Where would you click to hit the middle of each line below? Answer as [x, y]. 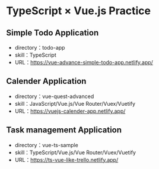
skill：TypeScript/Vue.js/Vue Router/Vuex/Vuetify [75, 152]
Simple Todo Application [53, 33]
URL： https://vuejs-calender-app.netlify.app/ [70, 111]
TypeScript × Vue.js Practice [79, 11]
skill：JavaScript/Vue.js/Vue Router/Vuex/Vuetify [75, 103]
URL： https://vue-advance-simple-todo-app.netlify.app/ [84, 62]
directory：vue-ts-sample [46, 145]
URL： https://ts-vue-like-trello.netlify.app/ [66, 160]
